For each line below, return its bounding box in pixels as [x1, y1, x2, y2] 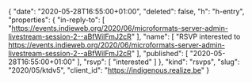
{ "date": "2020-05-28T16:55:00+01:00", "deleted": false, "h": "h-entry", [8, 7, 245, 16]
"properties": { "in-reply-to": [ [8, 15, 105, 25]
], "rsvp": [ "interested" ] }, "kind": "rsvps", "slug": [76, 57, 240, 66]
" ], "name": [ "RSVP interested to [131, 32, 241, 41]
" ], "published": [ [131, 49, 189, 58]
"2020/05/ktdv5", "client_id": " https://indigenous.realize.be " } [8, 66, 210, 74]
